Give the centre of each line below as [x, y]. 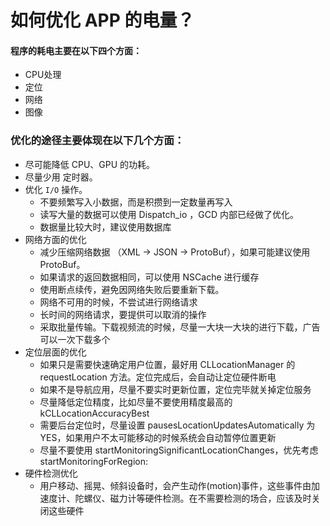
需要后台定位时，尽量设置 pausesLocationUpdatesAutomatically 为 [177, 425]
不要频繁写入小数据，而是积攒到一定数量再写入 [136, 202]
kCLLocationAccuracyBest [94, 413]
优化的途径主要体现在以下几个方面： [97, 141]
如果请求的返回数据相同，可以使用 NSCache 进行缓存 [149, 277]
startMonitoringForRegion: [93, 461]
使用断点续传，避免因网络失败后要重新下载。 [132, 289]
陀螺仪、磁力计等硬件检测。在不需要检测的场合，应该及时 [193, 498]
